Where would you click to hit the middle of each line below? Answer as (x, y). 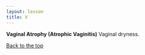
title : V (17, 17)
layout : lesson (25, 12)
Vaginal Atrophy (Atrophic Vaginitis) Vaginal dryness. (73, 34)
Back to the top (25, 46)
